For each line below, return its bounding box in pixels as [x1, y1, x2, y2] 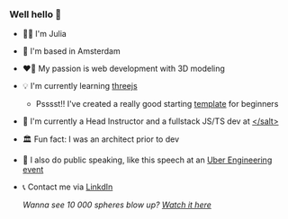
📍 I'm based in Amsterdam [22, 46, 121, 57]
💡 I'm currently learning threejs [22, 81, 138, 92]
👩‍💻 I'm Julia [22, 29, 67, 39]
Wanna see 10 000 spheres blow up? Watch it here [22, 199, 211, 210]
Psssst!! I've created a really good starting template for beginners [35, 99, 279, 109]
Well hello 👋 [9, 8, 62, 21]
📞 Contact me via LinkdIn [22, 181, 113, 192]
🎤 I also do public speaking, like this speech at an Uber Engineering [22, 154, 273, 165]
